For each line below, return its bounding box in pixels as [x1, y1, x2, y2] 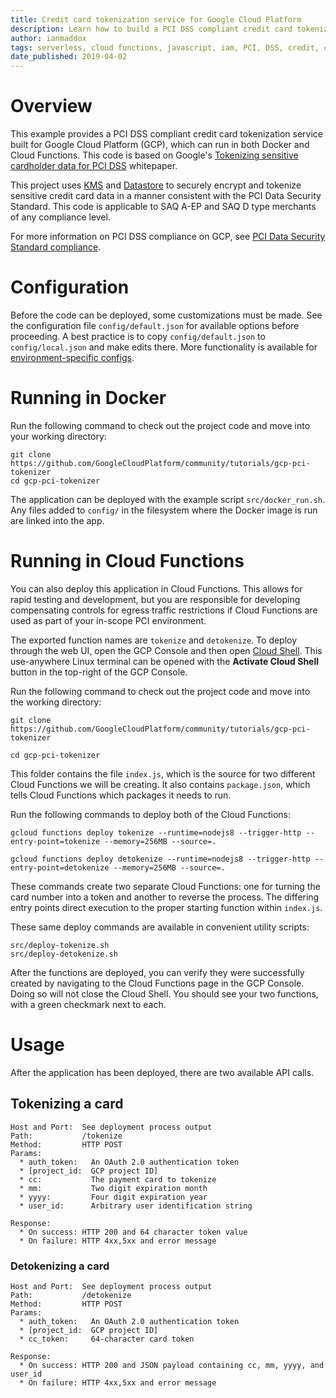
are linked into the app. [10, 514, 105, 526]
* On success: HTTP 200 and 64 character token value [19, 1227, 248, 1237]
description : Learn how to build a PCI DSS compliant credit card [10, 24, 293, 34]
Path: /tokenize [10, 1131, 123, 1141]
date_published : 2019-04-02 [10, 52, 128, 62]
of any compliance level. [10, 211, 111, 223]
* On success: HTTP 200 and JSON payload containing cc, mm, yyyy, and [19, 1360, 325, 1370]
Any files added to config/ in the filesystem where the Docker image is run [10, 504, 318, 516]
